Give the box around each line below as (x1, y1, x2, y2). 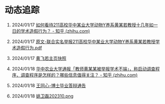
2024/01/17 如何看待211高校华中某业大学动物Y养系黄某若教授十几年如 (11, 22, 154, 28)
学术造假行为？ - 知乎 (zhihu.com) (20, 28, 90, 34)
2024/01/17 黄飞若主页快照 (11, 55, 66, 61)
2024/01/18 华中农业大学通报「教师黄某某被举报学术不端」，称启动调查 (11, 65, 156, 72)
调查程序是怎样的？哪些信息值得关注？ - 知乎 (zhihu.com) (20, 72, 138, 78)
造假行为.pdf (16, 45, 43, 51)
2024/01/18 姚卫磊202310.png (11, 93, 74, 99)
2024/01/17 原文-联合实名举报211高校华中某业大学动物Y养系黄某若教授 (11, 38, 156, 45)
